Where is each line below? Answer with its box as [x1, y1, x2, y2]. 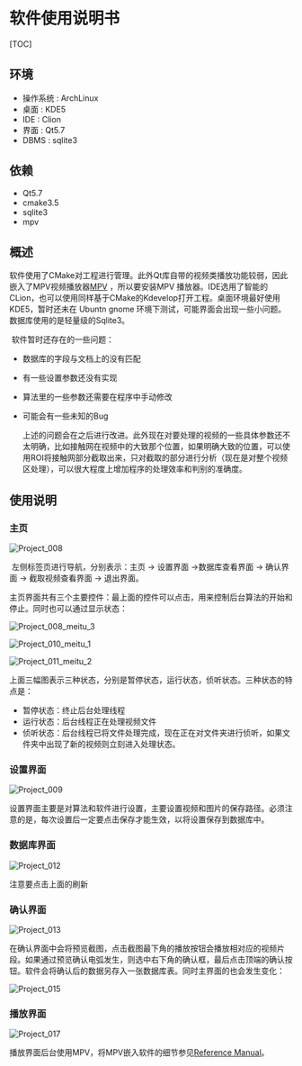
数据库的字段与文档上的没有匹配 [22, 353, 141, 365]
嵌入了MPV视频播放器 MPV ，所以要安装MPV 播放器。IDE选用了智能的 [9, 281, 268, 293]
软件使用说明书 [9, 8, 120, 29]
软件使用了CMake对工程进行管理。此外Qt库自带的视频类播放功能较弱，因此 [9, 270, 289, 281]
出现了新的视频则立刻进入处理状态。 [46, 739, 181, 750]
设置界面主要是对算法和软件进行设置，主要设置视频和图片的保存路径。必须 [9, 803, 285, 814]
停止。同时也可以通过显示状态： [9, 603, 128, 614]
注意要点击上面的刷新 [9, 879, 88, 890]
